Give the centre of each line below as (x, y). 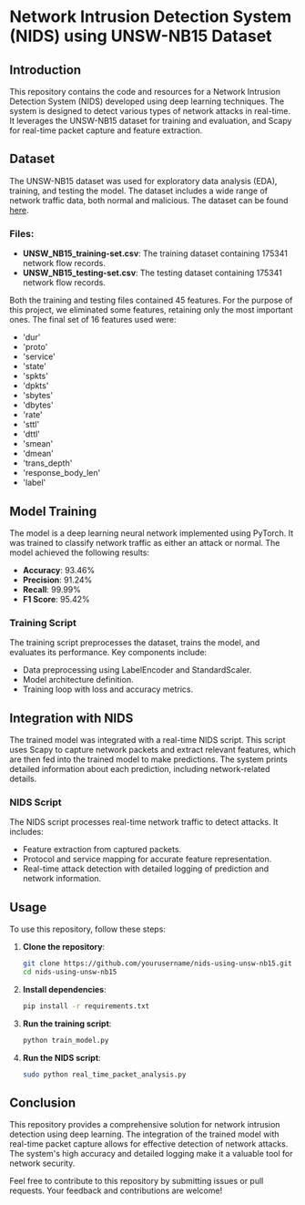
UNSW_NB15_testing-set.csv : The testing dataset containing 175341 (152, 273)
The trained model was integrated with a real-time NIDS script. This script (147, 740)
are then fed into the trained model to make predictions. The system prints (149, 759)
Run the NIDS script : (62, 1057)
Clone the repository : (64, 947)
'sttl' (31, 425)
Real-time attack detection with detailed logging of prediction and (146, 869)
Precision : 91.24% (57, 580)
